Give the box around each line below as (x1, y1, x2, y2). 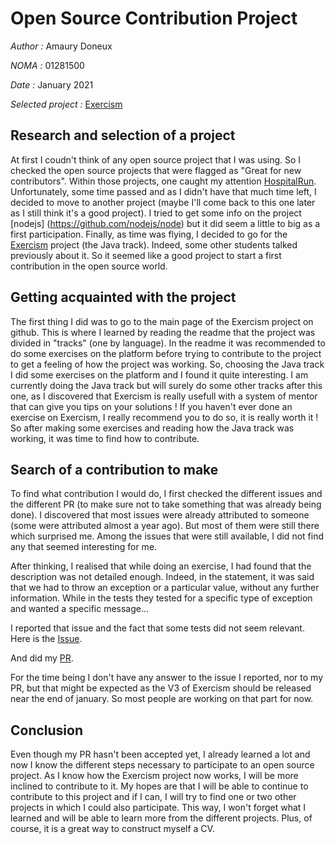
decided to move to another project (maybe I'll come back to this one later (10, 196, 316, 208)
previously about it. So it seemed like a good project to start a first (10, 249, 282, 261)
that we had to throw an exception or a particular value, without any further (10, 582, 320, 594)
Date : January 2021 (10, 78, 94, 91)
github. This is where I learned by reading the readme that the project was (10, 326, 316, 338)
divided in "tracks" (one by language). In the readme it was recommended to (10, 337, 326, 349)
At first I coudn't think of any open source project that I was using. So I (10, 153, 302, 166)
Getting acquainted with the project (10, 289, 237, 306)
